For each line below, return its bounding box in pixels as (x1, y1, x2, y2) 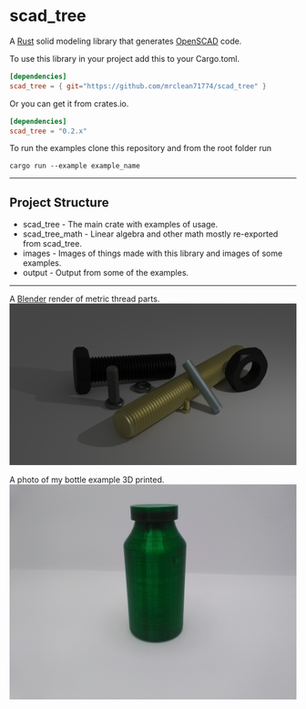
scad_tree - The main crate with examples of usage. (22, 219, 219, 230)
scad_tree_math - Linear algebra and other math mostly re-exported (22, 228, 279, 239)
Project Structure (9, 195, 109, 210)
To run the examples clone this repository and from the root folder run (9, 143, 271, 154)
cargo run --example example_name (9, 161, 141, 171)
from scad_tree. (22, 238, 82, 249)
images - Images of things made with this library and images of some (22, 248, 283, 259)
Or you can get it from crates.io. (9, 97, 129, 109)
